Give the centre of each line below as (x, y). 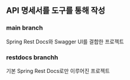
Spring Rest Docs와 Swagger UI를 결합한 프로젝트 (65, 41)
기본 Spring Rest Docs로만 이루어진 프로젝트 (58, 71)
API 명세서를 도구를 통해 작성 (56, 11)
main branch (25, 28)
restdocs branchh (32, 57)
